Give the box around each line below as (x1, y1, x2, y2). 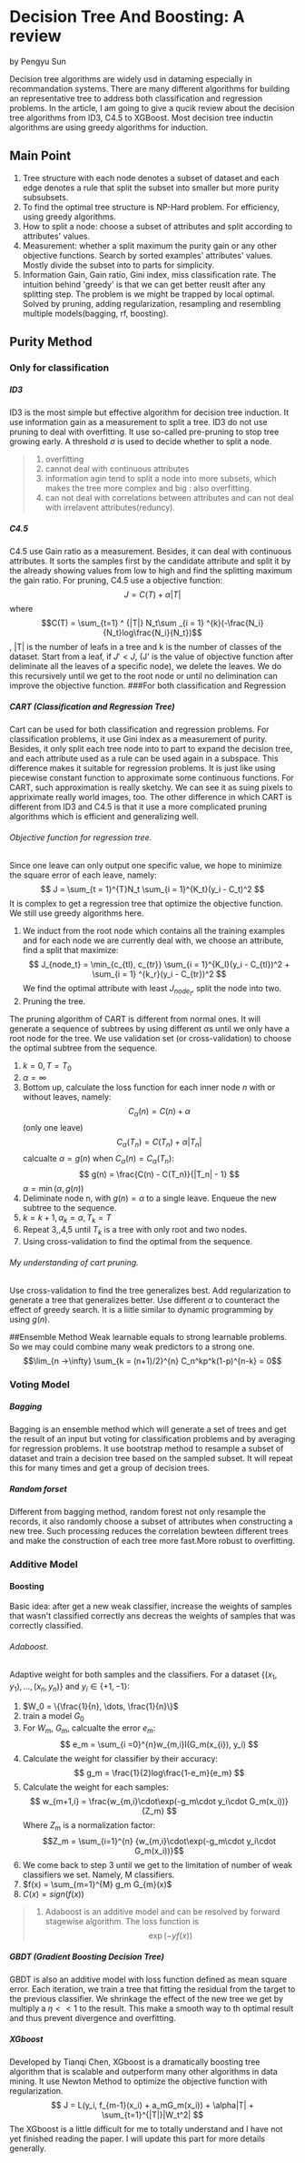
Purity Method (9, 334, 93, 350)
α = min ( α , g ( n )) (22, 1183, 84, 1194)
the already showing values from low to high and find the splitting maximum (9, 565, 293, 575)
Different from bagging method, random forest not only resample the (9, 1507, 266, 1518)
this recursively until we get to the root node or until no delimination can (9, 671, 279, 681)
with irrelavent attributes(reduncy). (44, 503, 175, 513)
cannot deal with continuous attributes (44, 463, 190, 474)
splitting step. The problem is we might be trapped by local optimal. (22, 289, 275, 300)
